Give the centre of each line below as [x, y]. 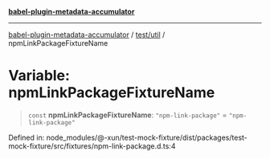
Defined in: [27, 137]
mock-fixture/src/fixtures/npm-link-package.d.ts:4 [92, 146]
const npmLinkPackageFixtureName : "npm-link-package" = [127, 115]
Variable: [39, 76]
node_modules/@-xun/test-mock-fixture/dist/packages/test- [147, 137]
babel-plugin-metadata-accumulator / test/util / [87, 35]
